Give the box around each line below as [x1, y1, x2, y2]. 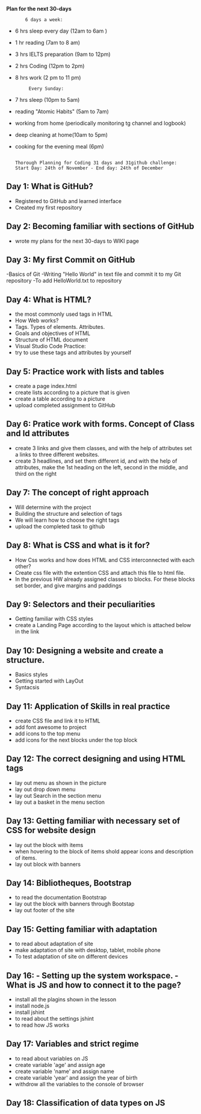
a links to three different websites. [14, 451, 99, 458]
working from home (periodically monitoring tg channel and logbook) [14, 120, 187, 127]
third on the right [14, 470, 57, 477]
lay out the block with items [14, 841, 84, 848]
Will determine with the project [14, 503, 91, 511]
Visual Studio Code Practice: [14, 343, 86, 350]
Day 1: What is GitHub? [6, 181, 93, 192]
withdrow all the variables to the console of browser [14, 1080, 144, 1087]
